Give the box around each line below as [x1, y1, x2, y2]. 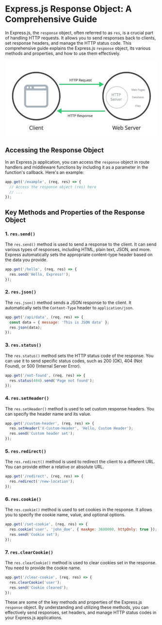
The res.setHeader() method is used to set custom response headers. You [5, 405, 154, 411]
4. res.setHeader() [5, 395, 49, 402]
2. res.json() [5, 288, 36, 295]
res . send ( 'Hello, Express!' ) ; [9, 272, 70, 277]
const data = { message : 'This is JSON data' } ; [9, 320, 110, 325]
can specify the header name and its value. [5, 411, 91, 417]
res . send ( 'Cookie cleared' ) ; [9, 585, 68, 590]
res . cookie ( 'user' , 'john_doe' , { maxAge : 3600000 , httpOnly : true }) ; [9, 527, 158, 532]
